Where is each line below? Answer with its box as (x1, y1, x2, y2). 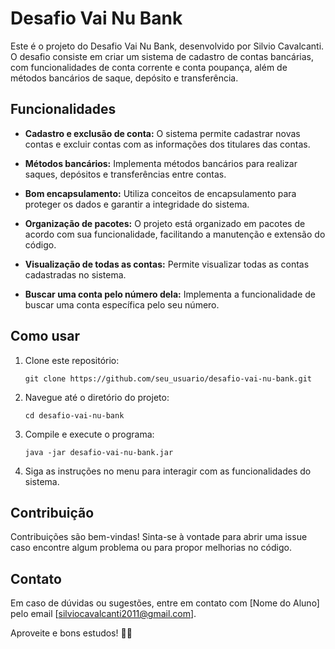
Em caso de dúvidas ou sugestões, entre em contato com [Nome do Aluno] (10, 597, 320, 609)
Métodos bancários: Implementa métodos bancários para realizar (24, 157, 298, 169)
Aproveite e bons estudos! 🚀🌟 (10, 627, 133, 639)
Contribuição (10, 504, 95, 521)
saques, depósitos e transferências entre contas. (24, 168, 227, 180)
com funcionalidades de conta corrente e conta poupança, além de (10, 61, 288, 73)
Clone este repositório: (24, 354, 120, 366)
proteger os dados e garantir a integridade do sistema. (24, 198, 250, 210)
